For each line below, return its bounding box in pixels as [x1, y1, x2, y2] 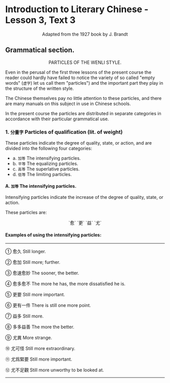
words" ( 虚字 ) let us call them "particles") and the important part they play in [5, 80, 163, 86]
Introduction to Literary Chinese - [5, 4, 149, 15]
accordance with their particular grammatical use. [5, 116, 109, 122]
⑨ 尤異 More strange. [5, 335, 52, 341]
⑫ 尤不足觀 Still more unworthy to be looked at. [5, 367, 104, 373]
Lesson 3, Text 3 [5, 14, 76, 26]
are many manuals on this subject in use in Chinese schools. [5, 100, 131, 107]
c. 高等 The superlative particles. [12, 166, 80, 172]
